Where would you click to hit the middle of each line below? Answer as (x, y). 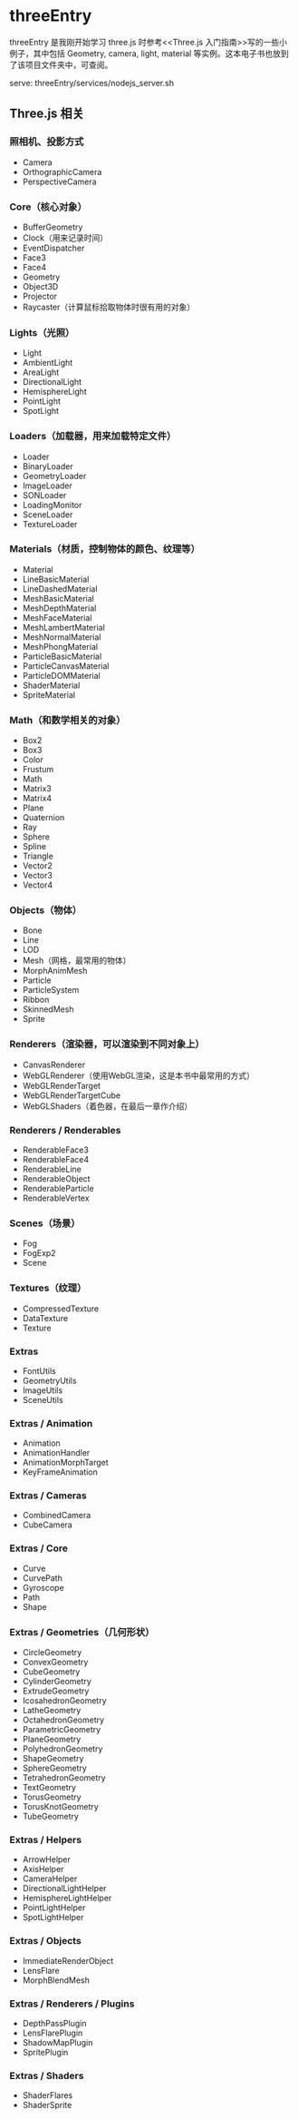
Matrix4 (37, 799)
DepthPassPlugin (54, 2023)
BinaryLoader (48, 466)
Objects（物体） (46, 910)
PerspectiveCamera (59, 181)
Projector (39, 296)
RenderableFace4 (56, 1159)
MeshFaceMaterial (57, 617)
